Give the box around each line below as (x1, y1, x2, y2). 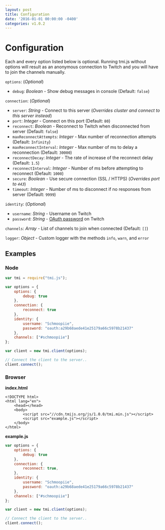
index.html (5, 385, 28, 391)
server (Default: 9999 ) (12, 191, 56, 198)
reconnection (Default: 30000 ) (12, 149, 73, 156)
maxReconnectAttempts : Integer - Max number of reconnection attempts (12, 134, 157, 140)
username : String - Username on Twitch (12, 211, 91, 217)
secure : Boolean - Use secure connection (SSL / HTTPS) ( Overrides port (12, 176, 160, 182)
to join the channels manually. (5, 69, 66, 75)
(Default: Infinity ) (12, 139, 51, 145)
